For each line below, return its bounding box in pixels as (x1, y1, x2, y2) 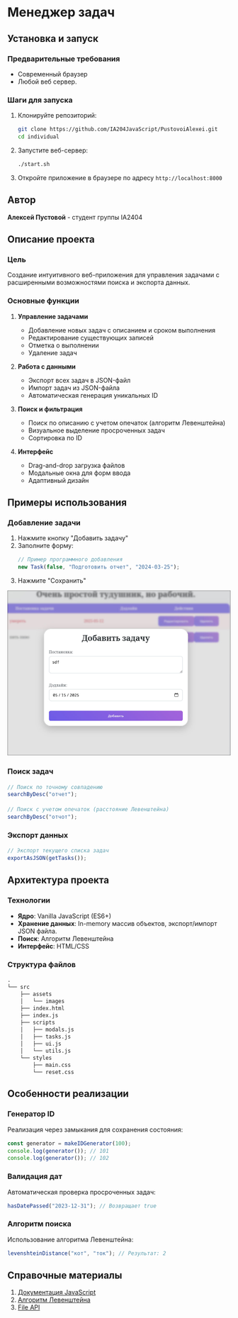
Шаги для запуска (7, 95, 73, 105)
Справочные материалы (7, 1270, 123, 1282)
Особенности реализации (7, 1088, 129, 1100)
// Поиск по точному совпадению (7, 783, 103, 791)
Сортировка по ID (28, 433, 83, 442)
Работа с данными (17, 362, 76, 371)
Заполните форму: (17, 542, 74, 550)
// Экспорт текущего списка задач (7, 847, 110, 854)
